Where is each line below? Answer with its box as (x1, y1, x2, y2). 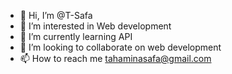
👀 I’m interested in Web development (19, 20, 172, 32)
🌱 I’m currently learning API (19, 31, 133, 42)
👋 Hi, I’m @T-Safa (19, 10, 93, 21)
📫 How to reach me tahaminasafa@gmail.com (19, 53, 212, 64)
